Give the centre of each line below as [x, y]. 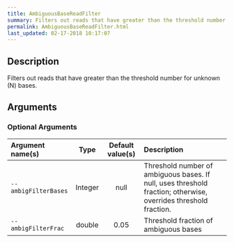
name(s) [25, 154]
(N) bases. [22, 86]
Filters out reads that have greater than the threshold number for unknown [114, 78]
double [87, 225]
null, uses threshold [176, 183]
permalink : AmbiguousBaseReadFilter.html [68, 26]
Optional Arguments [42, 127]
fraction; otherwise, [175, 191]
